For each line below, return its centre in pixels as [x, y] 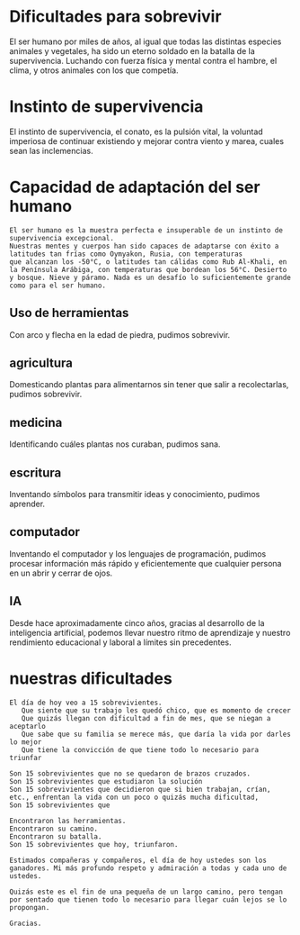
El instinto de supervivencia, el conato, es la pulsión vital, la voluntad [136, 132]
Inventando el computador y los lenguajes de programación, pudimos [138, 554]
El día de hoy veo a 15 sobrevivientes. [86, 703]
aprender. [27, 504]
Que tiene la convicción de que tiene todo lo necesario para [140, 749]
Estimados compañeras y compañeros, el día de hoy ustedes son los [138, 860]
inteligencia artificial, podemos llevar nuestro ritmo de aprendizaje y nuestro [150, 632]
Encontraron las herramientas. [68, 821]
